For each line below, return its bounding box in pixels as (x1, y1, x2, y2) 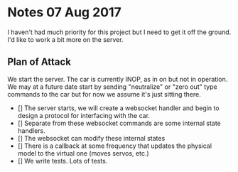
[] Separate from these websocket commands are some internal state (17, 119, 222, 127)
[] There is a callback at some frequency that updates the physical (17, 141, 212, 150)
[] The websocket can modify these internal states (17, 134, 166, 142)
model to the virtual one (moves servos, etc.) (17, 149, 149, 157)
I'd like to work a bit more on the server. (7, 35, 124, 43)
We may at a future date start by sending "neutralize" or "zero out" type (7, 82, 218, 91)
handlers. (17, 126, 46, 135)
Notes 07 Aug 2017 (7, 4, 122, 21)
